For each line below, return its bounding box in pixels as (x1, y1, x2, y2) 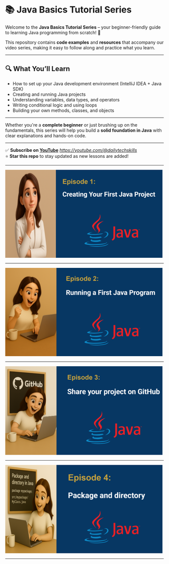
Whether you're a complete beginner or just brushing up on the (5, 122, 137, 128)
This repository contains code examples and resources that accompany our (5, 39, 164, 45)
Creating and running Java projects (12, 91, 86, 97)
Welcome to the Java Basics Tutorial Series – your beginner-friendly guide (5, 24, 161, 30)
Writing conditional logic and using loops (12, 102, 97, 108)
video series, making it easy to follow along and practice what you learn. (5, 44, 155, 50)
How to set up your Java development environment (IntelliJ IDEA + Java (12, 80, 162, 86)
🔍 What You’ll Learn (5, 65, 70, 73)
